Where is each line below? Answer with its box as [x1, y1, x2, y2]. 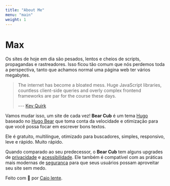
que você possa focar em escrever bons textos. [5, 124, 106, 130]
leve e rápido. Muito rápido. [5, 139, 63, 145]
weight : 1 [5, 17, 27, 22]
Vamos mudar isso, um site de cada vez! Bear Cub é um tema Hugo [5, 113, 148, 119]
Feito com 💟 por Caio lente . [5, 175, 63, 181]
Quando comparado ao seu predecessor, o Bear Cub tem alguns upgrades [5, 149, 163, 155]
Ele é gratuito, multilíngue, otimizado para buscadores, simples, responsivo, [5, 133, 165, 139]
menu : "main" [5, 12, 33, 17]
